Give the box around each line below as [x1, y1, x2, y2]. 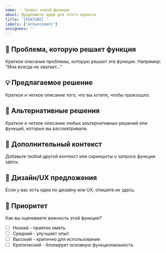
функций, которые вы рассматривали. [5, 125, 88, 132]
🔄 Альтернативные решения [5, 107, 100, 115]
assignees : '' [5, 26, 35, 31]
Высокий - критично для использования [12, 236, 100, 242]
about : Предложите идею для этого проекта [5, 12, 96, 17]
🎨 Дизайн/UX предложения [5, 173, 97, 182]
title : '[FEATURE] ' [5, 17, 49, 22]
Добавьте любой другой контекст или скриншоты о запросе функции [5, 153, 156, 159]
